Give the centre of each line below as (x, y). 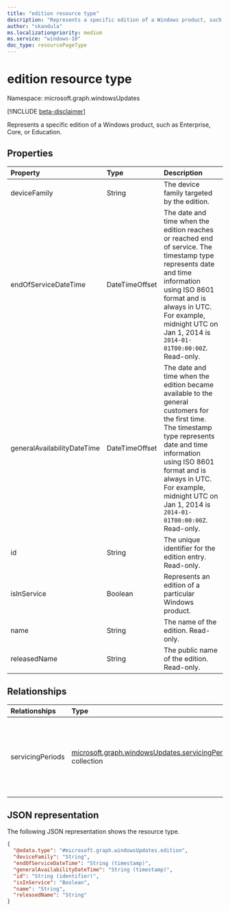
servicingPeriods (38, 756)
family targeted (188, 192)
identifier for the (190, 548)
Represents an (187, 576)
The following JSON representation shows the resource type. (93, 832)
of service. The (188, 247)
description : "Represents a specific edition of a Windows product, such (115, 20)
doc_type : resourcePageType (47, 45)
